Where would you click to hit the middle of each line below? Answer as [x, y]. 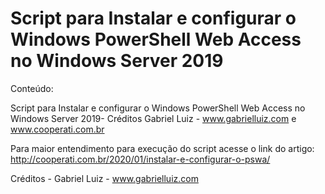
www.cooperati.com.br [57, 129]
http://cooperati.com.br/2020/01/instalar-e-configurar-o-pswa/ [140, 159]
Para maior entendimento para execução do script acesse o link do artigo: [162, 148]
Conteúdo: [32, 88]
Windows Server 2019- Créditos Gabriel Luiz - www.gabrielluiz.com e [153, 118]
